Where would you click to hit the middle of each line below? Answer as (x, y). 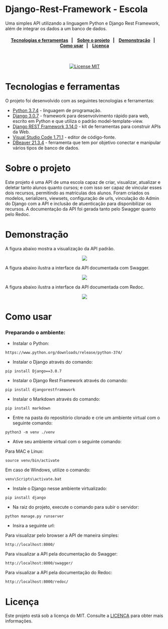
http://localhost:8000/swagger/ (39, 563)
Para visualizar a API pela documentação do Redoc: (59, 573)
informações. (19, 621)
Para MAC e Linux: (24, 451)
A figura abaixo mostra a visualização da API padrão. (60, 248)
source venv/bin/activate (32, 461)
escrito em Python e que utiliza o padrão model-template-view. (78, 121)
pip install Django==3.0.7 (33, 371)
